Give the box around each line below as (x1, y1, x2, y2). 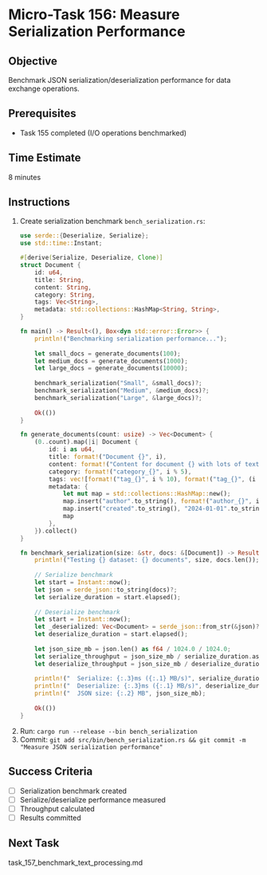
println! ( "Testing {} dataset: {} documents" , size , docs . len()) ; (34, 556, 260, 564)
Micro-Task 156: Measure (8, 6, 180, 24)
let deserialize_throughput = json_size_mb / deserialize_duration (34, 660, 263, 668)
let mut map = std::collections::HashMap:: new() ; (62, 490, 231, 498)
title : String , (34, 276, 85, 284)
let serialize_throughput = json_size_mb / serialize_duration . (34, 652, 253, 661)
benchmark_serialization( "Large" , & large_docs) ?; (34, 394, 202, 402)
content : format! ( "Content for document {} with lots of (49, 460, 241, 468)
